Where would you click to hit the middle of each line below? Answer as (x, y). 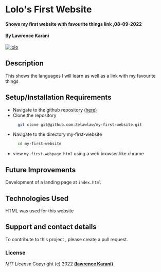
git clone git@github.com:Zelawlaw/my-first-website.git (80, 124)
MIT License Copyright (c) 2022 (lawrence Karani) (59, 264)
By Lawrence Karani (27, 36)
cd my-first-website (40, 144)
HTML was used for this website (40, 211)
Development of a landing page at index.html (53, 182)
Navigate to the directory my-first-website (57, 134)
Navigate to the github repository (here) (55, 110)
